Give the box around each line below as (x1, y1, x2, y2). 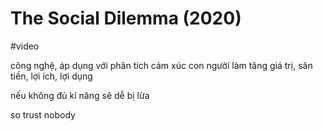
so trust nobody (10, 108, 76, 121)
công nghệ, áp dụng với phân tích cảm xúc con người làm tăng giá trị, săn (10, 59, 313, 71)
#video (10, 40, 40, 52)
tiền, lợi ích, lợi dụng (10, 70, 93, 82)
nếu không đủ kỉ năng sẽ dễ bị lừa (10, 89, 150, 101)
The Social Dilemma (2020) (10, 7, 242, 30)
